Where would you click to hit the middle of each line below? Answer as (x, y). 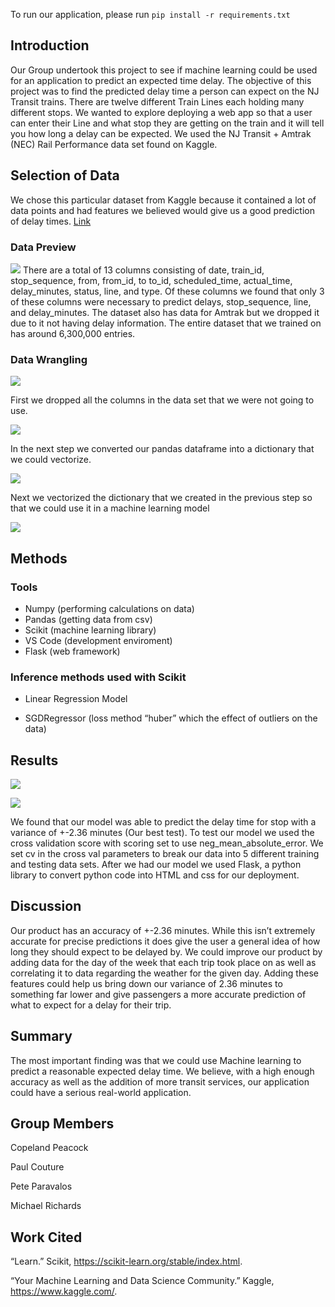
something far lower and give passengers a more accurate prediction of (158, 994)
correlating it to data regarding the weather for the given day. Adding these (164, 973)
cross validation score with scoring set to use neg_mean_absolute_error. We (167, 843)
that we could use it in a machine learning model (110, 508)
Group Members (62, 1124)
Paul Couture (37, 1167)
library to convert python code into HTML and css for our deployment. (155, 875)
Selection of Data (65, 175)
